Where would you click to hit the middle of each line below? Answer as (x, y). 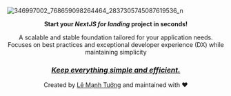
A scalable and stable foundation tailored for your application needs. (116, 37)
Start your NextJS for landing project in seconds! (116, 24)
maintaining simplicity (116, 52)
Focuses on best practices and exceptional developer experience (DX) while (116, 45)
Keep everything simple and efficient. (116, 70)
